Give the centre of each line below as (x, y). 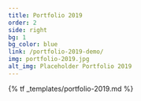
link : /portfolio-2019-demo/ (56, 52)
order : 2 (22, 23)
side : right (28, 30)
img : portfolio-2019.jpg (49, 60)
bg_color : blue (33, 45)
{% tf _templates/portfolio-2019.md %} (71, 88)
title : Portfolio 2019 (45, 15)
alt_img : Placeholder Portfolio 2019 (70, 67)
